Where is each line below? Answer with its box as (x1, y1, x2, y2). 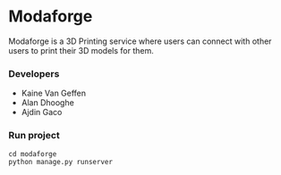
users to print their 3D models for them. (8, 45, 154, 55)
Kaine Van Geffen (21, 87, 87, 99)
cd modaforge (8, 149, 57, 158)
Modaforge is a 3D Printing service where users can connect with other (8, 36, 272, 46)
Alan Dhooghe (21, 97, 75, 108)
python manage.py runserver (8, 157, 114, 166)
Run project (8, 129, 60, 142)
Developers (8, 67, 60, 79)
